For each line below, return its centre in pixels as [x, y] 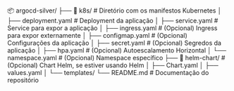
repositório [23, 80]
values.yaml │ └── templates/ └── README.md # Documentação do [108, 72]
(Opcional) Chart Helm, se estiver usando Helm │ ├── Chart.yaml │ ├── [113, 65]
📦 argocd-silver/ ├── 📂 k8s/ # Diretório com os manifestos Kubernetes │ [115, 10]
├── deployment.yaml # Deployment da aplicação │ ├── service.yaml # [113, 21]
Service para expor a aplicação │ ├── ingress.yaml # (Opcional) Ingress [112, 28]
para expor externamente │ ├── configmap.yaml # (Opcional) [98, 35]
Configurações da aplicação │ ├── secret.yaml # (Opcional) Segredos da [115, 43]
